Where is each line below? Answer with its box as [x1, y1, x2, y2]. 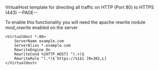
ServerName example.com [14, 38, 64, 43]
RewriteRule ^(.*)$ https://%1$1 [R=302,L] [14, 56, 107, 61]
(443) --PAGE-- [5, 9, 38, 15]
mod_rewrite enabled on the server [5, 24, 78, 30]
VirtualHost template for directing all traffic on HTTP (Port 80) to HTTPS [5, 4, 154, 10]
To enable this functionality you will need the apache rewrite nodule [5, 19, 146, 25]
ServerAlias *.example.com [14, 43, 71, 48]
